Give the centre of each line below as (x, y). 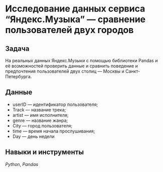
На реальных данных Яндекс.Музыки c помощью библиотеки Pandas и (81, 60)
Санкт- (133, 71)
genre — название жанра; (40, 120)
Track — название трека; (39, 110)
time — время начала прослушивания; (54, 131)
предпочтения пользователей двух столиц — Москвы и (65, 71)
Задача (17, 48)
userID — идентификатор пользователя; (55, 104)
